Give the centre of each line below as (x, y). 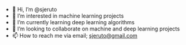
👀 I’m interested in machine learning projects (68, 16)
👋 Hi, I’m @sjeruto (34, 9)
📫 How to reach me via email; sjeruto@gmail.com (75, 36)
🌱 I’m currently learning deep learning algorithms (73, 22)
